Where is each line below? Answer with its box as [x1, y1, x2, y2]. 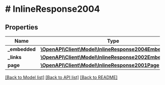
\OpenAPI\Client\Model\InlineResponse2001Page [40, 62, 160, 68]
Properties [5, 23, 38, 31]
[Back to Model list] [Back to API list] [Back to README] [5, 75, 118, 80]
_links [7, 54, 22, 60]
